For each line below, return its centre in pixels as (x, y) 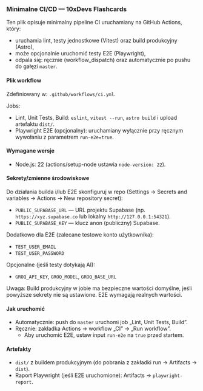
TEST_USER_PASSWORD (40, 253)
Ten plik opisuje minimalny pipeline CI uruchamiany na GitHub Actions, (95, 22)
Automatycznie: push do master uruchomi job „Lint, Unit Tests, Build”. (101, 322)
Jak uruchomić (26, 308)
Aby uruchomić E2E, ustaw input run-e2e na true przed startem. (104, 335)
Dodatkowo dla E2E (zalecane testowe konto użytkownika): (80, 234)
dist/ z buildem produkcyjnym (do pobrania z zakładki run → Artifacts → (106, 362)
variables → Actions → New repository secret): (65, 198)
